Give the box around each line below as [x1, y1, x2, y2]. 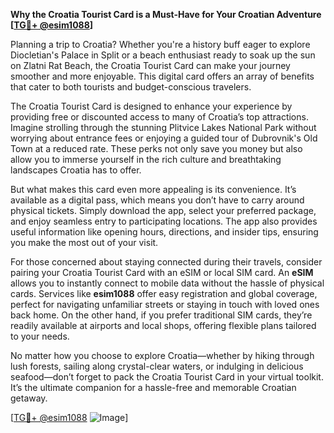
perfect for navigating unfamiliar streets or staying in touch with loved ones [10, 299, 320, 310]
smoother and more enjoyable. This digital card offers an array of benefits [10, 70, 315, 82]
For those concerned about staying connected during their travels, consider [10, 256, 323, 268]
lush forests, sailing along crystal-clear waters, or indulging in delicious [10, 360, 304, 372]
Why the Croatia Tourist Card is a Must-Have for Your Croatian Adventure [10, 9, 322, 20]
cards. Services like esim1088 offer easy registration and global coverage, [10, 288, 318, 299]
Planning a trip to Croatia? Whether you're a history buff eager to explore [10, 39, 311, 50]
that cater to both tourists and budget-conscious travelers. [10, 81, 252, 93]
